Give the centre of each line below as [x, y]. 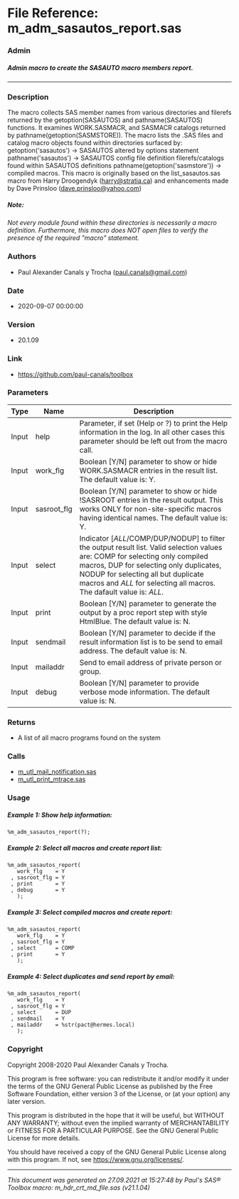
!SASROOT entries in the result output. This [152, 500]
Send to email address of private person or [151, 662]
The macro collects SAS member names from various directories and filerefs [119, 113]
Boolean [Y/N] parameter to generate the [148, 603]
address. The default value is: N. [133, 651]
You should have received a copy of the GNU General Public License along [117, 1152]
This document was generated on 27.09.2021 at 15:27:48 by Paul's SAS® [114, 1180]
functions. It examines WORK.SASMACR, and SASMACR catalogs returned [117, 128]
